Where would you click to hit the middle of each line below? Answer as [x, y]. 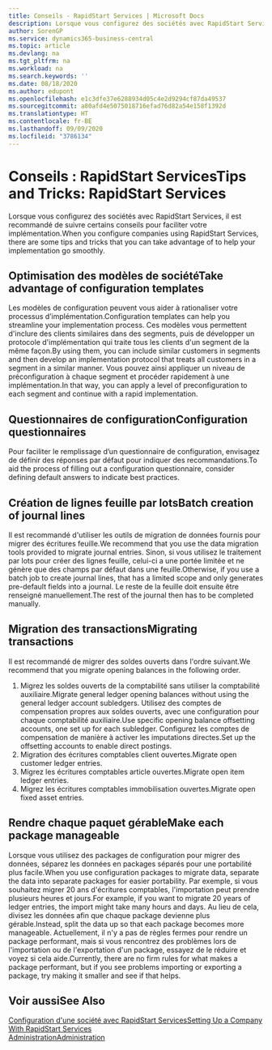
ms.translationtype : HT [49, 114]
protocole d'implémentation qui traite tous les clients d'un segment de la [129, 342]
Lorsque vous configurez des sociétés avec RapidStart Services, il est [125, 216]
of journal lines [47, 515]
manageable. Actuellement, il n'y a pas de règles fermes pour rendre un [128, 933]
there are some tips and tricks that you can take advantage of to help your [132, 242]
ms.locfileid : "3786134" [50, 136]
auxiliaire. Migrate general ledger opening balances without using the [134, 694]
